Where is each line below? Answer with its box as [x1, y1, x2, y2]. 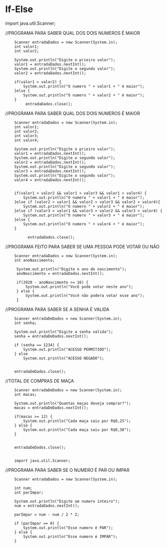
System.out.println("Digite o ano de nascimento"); [16, 266, 127, 272]
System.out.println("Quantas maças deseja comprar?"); [14, 401, 131, 406]
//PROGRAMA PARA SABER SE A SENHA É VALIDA [5, 306, 109, 312]
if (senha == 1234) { [14, 342, 59, 347]
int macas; [14, 392, 37, 397]
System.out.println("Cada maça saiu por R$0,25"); [23, 418, 131, 423]
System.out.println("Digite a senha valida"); [14, 329, 113, 334]
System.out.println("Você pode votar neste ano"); [25, 284, 134, 289]
